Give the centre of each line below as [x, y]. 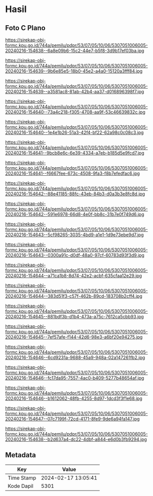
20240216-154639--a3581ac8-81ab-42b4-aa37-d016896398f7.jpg [75, 91]
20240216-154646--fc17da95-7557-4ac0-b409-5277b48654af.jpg [75, 378]
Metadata [21, 455]
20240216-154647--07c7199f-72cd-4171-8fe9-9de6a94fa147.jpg [72, 419]
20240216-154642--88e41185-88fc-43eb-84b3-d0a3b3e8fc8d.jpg [75, 194]
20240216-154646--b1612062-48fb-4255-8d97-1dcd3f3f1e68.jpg [74, 398]
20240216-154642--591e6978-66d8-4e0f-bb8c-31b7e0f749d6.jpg [75, 214]
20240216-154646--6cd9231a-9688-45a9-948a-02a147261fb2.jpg [75, 358]
